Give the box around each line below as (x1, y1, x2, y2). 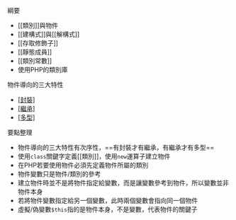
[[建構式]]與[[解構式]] (17, 30, 80, 38)
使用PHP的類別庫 (17, 66, 69, 74)
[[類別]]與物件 (17, 21, 59, 30)
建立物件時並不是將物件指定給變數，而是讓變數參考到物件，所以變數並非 (17, 179, 229, 187)
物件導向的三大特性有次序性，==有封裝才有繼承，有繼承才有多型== (17, 144, 215, 151)
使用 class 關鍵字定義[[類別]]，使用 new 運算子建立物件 (17, 152, 171, 161)
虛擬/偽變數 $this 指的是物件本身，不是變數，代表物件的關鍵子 (17, 205, 198, 214)
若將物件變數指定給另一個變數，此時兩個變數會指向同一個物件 (17, 197, 198, 204)
